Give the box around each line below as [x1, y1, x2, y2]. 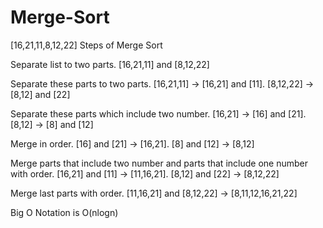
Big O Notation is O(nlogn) [10, 206, 119, 218]
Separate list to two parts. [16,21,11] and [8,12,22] [10, 58, 210, 70]
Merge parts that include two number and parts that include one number [10, 157, 308, 169]
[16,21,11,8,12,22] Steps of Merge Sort [10, 39, 163, 51]
